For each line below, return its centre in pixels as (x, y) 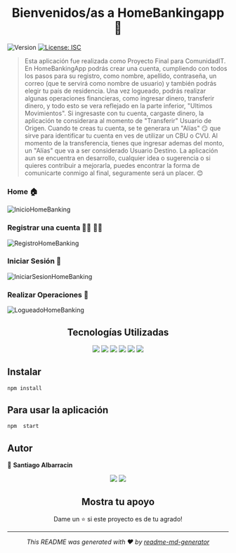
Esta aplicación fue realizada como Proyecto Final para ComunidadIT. (125, 60)
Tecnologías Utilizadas (118, 332)
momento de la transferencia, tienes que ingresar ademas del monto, (124, 143)
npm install (25, 388)
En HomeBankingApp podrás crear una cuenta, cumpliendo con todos (126, 68)
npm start (23, 427)
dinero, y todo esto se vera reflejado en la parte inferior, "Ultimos (118, 105)
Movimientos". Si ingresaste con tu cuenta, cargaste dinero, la (114, 113)
